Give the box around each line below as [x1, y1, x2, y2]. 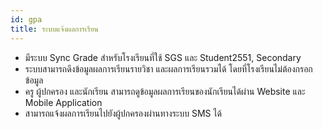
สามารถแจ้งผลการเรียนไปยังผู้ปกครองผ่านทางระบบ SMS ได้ [24, 107, 222, 119]
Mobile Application [24, 96, 103, 108]
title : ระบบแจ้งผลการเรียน [10, 24, 99, 34]
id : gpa [10, 14, 43, 25]
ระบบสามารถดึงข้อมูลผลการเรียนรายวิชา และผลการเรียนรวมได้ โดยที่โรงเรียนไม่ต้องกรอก [24, 62, 313, 75]
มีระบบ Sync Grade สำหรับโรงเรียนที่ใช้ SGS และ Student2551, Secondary [24, 51, 302, 63]
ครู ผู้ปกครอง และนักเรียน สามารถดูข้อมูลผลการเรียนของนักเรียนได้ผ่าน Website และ [24, 85, 306, 97]
